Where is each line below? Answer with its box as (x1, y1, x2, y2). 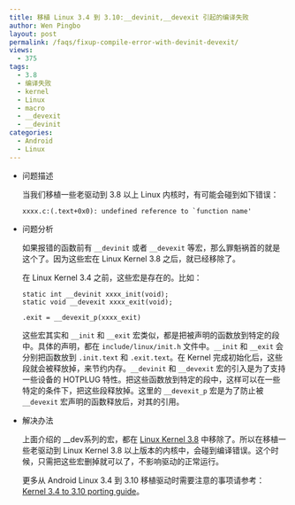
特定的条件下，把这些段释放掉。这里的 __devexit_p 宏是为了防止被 (21, 385, 264, 395)
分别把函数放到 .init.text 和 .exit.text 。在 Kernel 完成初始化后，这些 (21, 352, 283, 362)
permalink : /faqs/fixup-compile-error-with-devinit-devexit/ (9, 37, 239, 47)
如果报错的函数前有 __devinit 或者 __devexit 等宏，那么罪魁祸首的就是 (21, 242, 281, 252)
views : (9, 46, 34, 55)
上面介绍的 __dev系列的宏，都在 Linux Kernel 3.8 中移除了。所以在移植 (21, 433, 279, 444)
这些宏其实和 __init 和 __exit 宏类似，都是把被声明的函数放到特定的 (21, 330, 272, 340)
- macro (17, 104, 46, 113)
